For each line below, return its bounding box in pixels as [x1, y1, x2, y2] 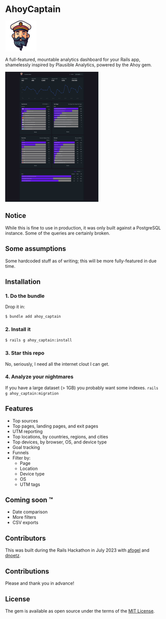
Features [5, 405, 33, 413]
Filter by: [12, 455, 31, 461]
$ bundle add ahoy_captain [5, 314, 61, 319]
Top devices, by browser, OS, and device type [12, 439, 107, 445]
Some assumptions [5, 244, 66, 253]
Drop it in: [5, 304, 25, 310]
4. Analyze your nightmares [5, 373, 74, 380]
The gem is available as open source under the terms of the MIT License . [5, 608, 155, 614]
